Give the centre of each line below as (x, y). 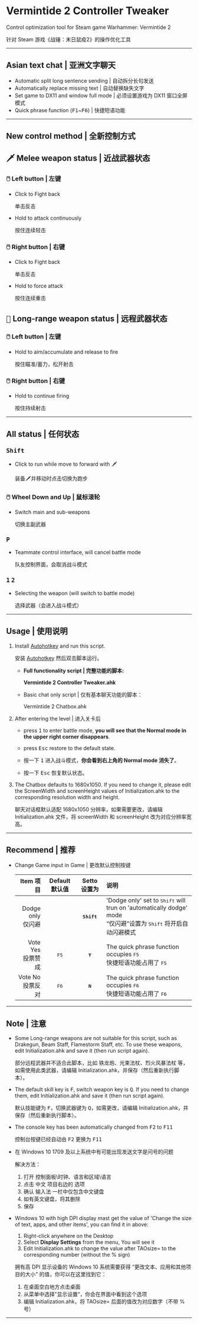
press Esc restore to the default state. (70, 748)
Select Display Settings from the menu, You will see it (89, 1242)
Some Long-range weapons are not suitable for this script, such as (96, 1038)
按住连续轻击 (30, 230)
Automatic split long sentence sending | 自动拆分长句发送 (84, 80)
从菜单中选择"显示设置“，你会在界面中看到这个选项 (85, 1294)
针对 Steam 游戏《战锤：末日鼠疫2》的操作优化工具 (69, 39)
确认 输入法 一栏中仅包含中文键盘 (64, 1192)
